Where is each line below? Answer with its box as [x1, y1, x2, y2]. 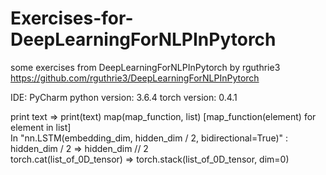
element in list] [10, 121, 72, 133]
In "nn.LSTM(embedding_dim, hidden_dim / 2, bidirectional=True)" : [10, 132, 288, 144]
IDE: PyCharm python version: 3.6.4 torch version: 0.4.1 [10, 91, 238, 103]
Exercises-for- [10, 7, 134, 30]
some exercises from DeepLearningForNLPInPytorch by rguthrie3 [10, 61, 281, 73]
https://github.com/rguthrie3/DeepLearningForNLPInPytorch [10, 72, 260, 84]
